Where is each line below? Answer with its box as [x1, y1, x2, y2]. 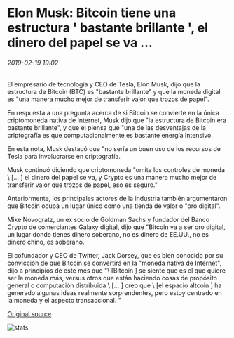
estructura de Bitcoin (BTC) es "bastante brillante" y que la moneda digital [7, 88, 221, 96]
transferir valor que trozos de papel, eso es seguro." [7, 181, 158, 189]
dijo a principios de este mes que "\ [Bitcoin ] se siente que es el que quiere [7, 266, 226, 275]
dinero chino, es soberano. [7, 238, 85, 247]
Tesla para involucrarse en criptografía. [7, 152, 121, 161]
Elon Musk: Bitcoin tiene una [7, 5, 177, 21]
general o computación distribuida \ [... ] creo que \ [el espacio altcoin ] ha [7, 281, 222, 290]
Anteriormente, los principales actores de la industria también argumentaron [7, 195, 228, 203]
